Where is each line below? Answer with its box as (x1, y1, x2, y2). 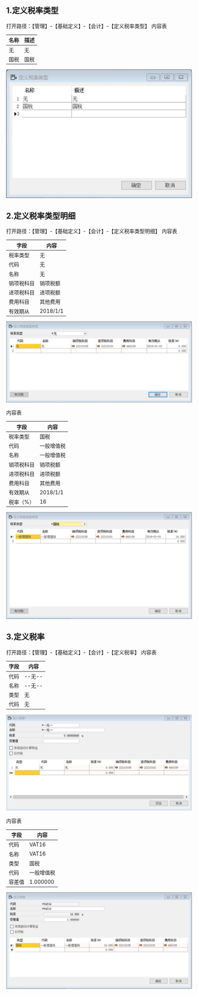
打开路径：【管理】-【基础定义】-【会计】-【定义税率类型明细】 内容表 (6, 228, 178, 235)
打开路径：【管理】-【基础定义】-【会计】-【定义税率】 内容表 (6, 649, 157, 656)
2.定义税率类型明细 (6, 210, 76, 221)
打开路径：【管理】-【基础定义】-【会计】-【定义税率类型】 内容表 (6, 22, 167, 30)
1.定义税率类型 (6, 5, 59, 16)
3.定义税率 (6, 632, 45, 642)
